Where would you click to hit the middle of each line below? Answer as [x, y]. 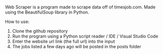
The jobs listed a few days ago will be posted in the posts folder [77, 46]
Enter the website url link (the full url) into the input [64, 41]
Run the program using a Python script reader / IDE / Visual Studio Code [85, 36]
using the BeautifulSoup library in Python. [47, 12]
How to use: [17, 22]
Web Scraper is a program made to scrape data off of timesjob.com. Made [80, 7]
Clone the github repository [40, 31]
